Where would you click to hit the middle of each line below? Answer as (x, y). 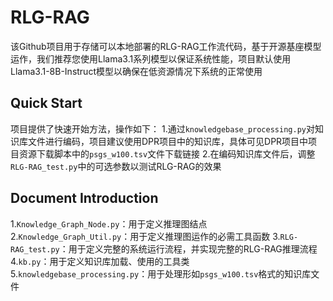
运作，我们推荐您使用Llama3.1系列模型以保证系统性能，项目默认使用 (151, 58)
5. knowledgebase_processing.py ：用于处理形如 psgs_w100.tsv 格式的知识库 (161, 273)
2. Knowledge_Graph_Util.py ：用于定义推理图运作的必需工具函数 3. (145, 236)
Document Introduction (84, 198)
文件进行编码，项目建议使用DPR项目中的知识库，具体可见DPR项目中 (168, 141)
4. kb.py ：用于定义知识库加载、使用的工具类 (100, 261)
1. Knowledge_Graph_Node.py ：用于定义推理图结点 (109, 223)
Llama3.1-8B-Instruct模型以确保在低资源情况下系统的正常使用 (136, 71)
